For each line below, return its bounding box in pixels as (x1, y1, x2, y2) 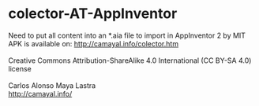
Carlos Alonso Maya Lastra (8, 80, 96, 90)
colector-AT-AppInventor (8, 5, 178, 23)
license (8, 64, 32, 73)
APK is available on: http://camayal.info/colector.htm (8, 38, 179, 48)
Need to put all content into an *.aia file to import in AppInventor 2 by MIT (8, 31, 246, 40)
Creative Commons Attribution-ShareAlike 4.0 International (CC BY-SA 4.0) (8, 56, 252, 65)
